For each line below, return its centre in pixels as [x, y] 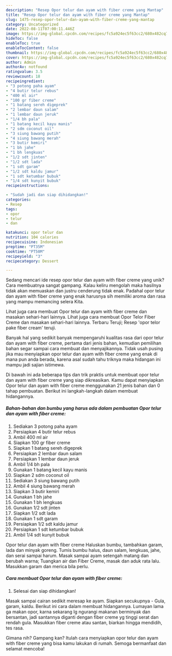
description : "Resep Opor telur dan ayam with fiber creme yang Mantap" [85, 10]
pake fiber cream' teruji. [31, 328]
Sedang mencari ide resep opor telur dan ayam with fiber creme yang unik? [85, 280]
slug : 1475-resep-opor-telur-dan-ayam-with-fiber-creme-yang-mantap [80, 19]
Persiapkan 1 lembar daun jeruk [46, 459]
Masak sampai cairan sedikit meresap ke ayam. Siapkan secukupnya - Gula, [86, 601]
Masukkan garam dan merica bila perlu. [47, 567]
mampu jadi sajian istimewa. [35, 365]
